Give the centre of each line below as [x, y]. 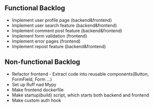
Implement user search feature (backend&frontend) [64, 25]
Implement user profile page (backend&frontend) [62, 20]
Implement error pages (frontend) [46, 41]
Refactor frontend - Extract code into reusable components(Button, [80, 74]
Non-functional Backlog [42, 62]
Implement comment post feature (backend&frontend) [67, 30]
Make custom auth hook [36, 100]
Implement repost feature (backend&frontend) [59, 46]
